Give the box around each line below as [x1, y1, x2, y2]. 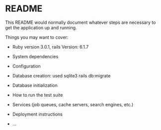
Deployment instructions [12, 111, 63, 117]
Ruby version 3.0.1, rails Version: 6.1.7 [12, 44, 89, 50]
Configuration [12, 63, 41, 69]
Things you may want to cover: [5, 34, 69, 40]
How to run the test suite [12, 92, 63, 98]
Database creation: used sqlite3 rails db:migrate [12, 72, 111, 78]
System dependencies [12, 53, 59, 60]
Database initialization [12, 82, 58, 88]
